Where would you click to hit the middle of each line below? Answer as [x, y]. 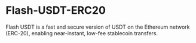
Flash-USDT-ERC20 [56, 10]
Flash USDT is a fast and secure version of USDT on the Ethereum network [98, 27]
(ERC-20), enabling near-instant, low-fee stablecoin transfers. [82, 33]
